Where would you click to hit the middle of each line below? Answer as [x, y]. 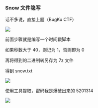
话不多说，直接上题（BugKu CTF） [41, 20]
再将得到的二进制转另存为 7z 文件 [39, 60]
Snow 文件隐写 [23, 7]
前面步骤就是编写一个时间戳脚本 [38, 39]
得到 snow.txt [19, 71]
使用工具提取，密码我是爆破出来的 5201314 [49, 91]
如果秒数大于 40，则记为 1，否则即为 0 [45, 50]
